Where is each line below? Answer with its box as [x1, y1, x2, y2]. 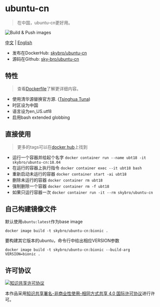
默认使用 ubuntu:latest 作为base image [5, 219, 83, 225]
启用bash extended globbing [12, 114, 70, 120]
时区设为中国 [12, 102, 38, 108]
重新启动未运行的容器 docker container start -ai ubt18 [12, 171, 127, 176]
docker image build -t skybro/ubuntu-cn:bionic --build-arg [5, 247, 131, 252]
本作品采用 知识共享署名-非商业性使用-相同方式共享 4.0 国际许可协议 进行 [5, 290, 151, 296]
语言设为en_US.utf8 [12, 108, 52, 114]
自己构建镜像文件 [5, 205, 57, 213]
